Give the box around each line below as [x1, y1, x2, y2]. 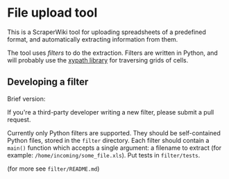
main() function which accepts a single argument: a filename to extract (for [7, 144, 222, 152]
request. [7, 115, 31, 123]
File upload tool [7, 5, 98, 21]
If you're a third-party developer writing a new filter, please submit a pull [7, 108, 214, 116]
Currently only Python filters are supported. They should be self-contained [7, 128, 221, 137]
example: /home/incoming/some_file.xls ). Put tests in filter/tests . [7, 151, 201, 159]
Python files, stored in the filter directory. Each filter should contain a [7, 136, 210, 144]
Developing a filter [7, 76, 89, 88]
